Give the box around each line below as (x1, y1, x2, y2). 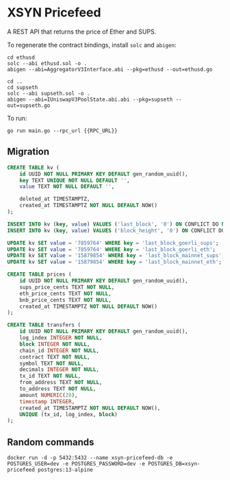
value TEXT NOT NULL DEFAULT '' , (19, 183, 115, 190)
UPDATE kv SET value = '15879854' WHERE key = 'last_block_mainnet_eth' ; (7, 259, 222, 265)
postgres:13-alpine (37, 466, 94, 474)
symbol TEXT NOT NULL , (19, 360, 84, 367)
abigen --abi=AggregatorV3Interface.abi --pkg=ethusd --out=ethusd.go (7, 66, 213, 73)
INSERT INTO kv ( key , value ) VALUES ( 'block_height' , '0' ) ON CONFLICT (7, 227, 216, 234)
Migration (7, 146, 50, 158)
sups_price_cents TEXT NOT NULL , (19, 283, 115, 291)
